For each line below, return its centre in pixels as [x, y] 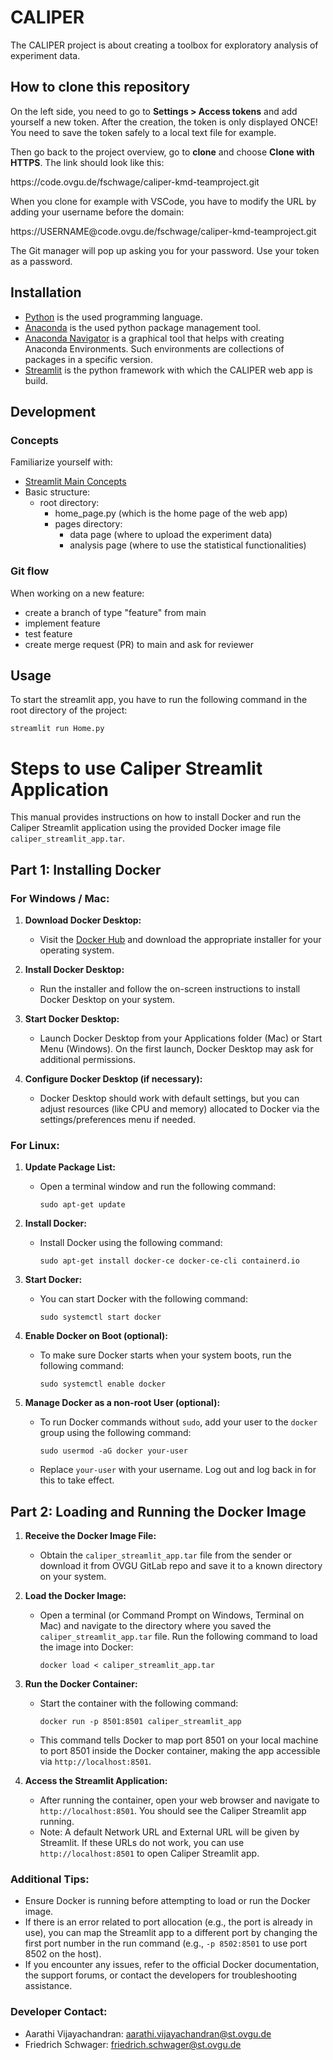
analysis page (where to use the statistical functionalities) [188, 545]
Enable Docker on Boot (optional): [96, 1336]
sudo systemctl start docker [100, 1317]
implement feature [62, 623]
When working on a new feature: [77, 593]
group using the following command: [115, 1433]
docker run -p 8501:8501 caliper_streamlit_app [140, 1722]
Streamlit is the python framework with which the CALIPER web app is [168, 370]
